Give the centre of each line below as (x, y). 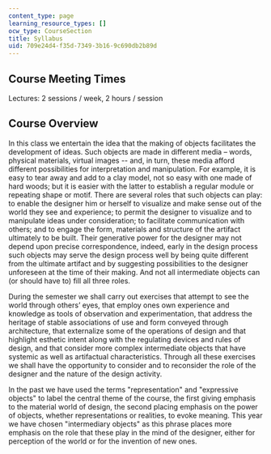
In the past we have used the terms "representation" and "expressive (123, 389)
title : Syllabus (36, 38)
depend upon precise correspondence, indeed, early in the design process (133, 246)
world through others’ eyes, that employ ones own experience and (119, 305)
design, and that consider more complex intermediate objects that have (127, 348)
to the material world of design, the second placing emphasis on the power (133, 406)
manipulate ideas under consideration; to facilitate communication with (127, 220)
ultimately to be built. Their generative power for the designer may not (125, 238)
